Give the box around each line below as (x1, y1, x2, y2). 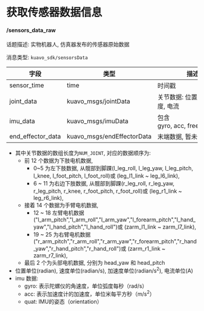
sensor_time (9, 81, 44, 90)
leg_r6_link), (33, 195, 64, 202)
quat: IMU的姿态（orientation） (24, 298, 103, 305)
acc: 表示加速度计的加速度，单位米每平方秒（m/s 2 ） (24, 289, 155, 298)
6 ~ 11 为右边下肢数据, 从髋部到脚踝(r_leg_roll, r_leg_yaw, (33, 180, 175, 187)
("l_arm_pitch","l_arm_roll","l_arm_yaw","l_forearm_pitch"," (33, 216, 177, 223)
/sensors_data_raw (6, 26, 56, 34)
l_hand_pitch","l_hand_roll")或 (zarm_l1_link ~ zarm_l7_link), (49, 223, 196, 231)
